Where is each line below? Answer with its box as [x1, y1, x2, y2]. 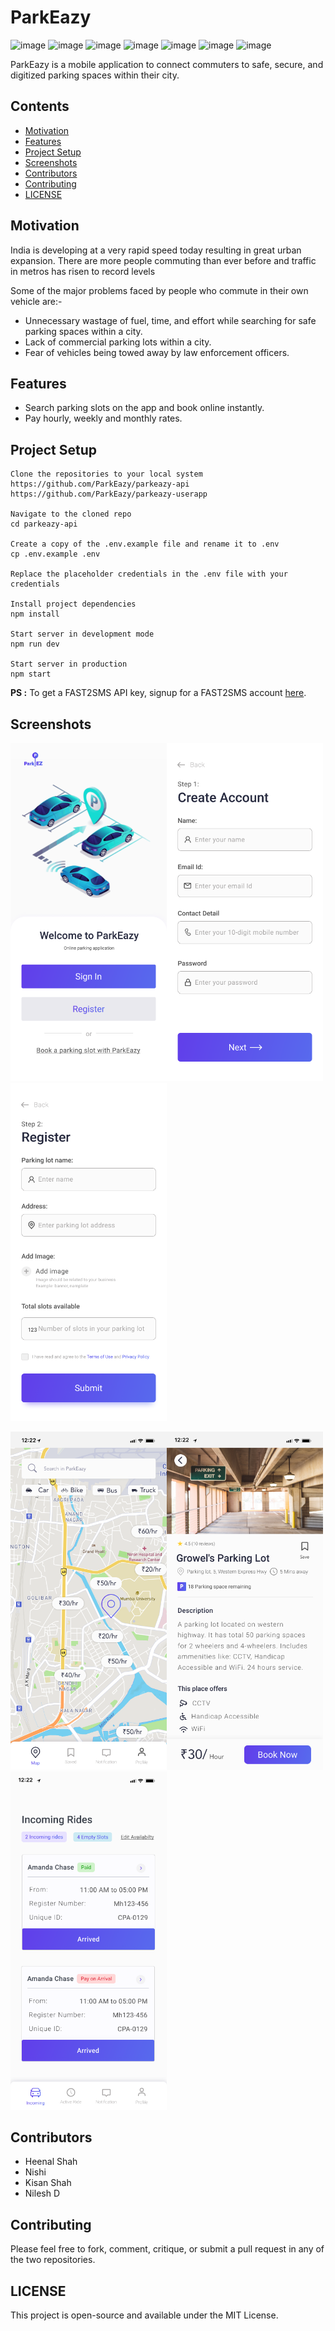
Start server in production [10, 659, 128, 670]
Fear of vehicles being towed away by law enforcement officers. [24, 346, 290, 358]
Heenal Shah [24, 2156, 78, 2168]
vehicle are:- [10, 295, 63, 307]
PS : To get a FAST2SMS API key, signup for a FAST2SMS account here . [10, 687, 307, 699]
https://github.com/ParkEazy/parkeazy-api [10, 479, 190, 490]
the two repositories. [10, 2254, 96, 2266]
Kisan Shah [24, 2177, 72, 2189]
